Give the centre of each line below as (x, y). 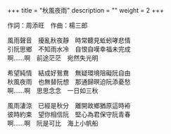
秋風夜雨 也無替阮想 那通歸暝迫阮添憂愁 (69, 82)
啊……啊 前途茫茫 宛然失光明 (53, 58)
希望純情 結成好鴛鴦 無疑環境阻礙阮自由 (69, 73)
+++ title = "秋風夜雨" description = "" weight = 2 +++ (85, 10)
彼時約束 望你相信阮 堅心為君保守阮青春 (69, 114)
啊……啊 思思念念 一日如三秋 (53, 91)
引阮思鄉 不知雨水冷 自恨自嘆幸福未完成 (69, 49)
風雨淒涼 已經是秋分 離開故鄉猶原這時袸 (69, 105)
